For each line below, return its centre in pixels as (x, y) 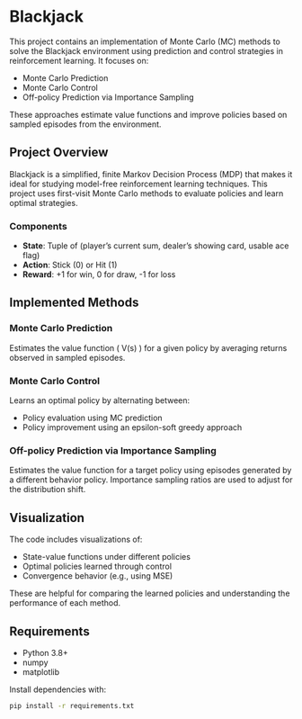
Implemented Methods (74, 303)
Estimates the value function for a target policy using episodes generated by (151, 471)
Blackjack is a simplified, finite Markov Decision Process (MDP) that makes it (151, 174)
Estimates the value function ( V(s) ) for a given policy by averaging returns (148, 347)
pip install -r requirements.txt (72, 706)
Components (38, 226)
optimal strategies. (44, 202)
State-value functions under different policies (107, 557)
